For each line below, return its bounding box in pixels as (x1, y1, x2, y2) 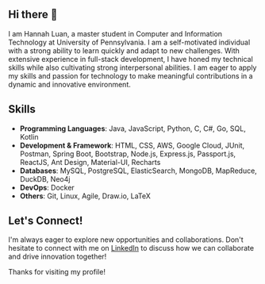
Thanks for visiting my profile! (8, 267, 106, 277)
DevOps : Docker (19, 182, 75, 192)
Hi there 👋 (8, 8, 58, 21)
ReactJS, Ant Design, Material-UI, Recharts (19, 157, 161, 167)
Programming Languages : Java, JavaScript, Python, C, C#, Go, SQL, (19, 124, 246, 133)
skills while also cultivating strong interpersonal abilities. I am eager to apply (8, 63, 257, 72)
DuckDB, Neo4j (19, 174, 71, 183)
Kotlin (19, 132, 39, 141)
